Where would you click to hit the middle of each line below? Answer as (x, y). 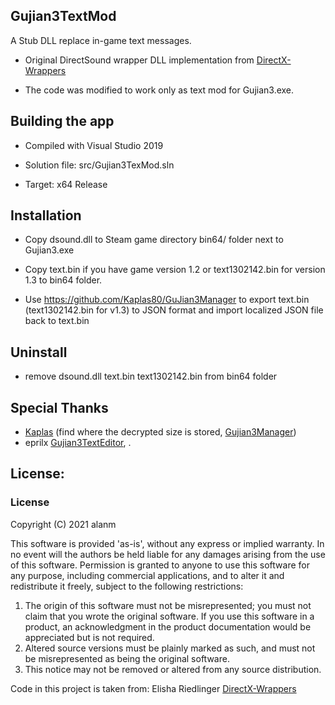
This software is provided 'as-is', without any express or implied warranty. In (167, 543)
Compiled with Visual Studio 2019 (94, 145)
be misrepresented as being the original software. (127, 658)
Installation (46, 215)
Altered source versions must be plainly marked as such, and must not (170, 648)
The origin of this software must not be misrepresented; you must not (168, 605)
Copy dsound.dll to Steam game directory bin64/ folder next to (154, 240)
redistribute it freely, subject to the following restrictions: (127, 586)
